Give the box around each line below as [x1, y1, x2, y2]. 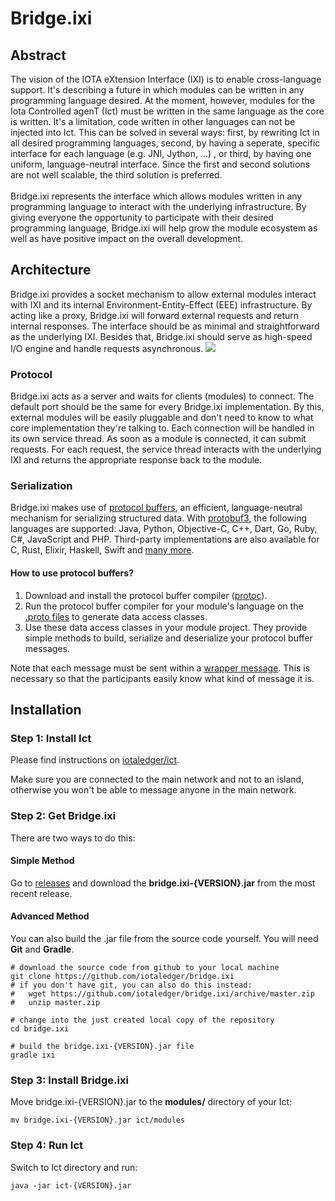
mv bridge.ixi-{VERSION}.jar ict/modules [10, 1115, 186, 1126]
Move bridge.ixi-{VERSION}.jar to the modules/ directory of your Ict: [10, 1096, 293, 1108]
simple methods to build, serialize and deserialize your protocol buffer [24, 632, 313, 644]
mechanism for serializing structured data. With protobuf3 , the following [10, 512, 308, 524]
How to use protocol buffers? [10, 567, 134, 579]
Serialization [10, 479, 73, 493]
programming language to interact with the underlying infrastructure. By [10, 201, 307, 212]
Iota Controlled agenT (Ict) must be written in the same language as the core [10, 105, 325, 117]
